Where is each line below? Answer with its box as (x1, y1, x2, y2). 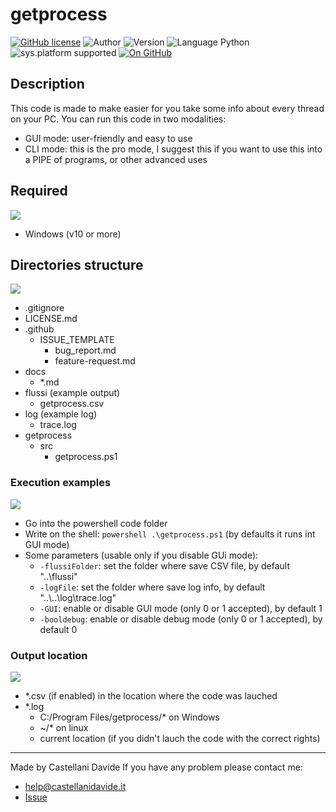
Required (10, 183, 68, 200)
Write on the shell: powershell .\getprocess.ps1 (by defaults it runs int (24, 528, 316, 540)
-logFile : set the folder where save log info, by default (39, 581, 266, 593)
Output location (10, 648, 88, 662)
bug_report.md (54, 344, 117, 357)
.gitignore (24, 302, 65, 314)
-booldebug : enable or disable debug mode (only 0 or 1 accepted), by (39, 613, 323, 625)
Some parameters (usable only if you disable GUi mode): (24, 549, 259, 561)
